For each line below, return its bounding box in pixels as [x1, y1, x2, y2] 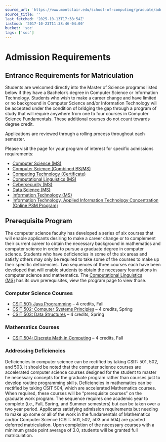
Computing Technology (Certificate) [12, 171, 86, 177]
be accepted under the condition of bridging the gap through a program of [5, 105, 157, 111]
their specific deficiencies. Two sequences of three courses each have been [5, 261, 161, 267]
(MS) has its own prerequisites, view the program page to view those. [5, 277, 147, 283]
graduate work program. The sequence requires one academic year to [5, 395, 148, 401]
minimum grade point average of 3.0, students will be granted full [5, 427, 138, 433]
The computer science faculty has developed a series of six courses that [5, 230, 154, 236]
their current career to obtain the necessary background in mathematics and [5, 241, 161, 246]
